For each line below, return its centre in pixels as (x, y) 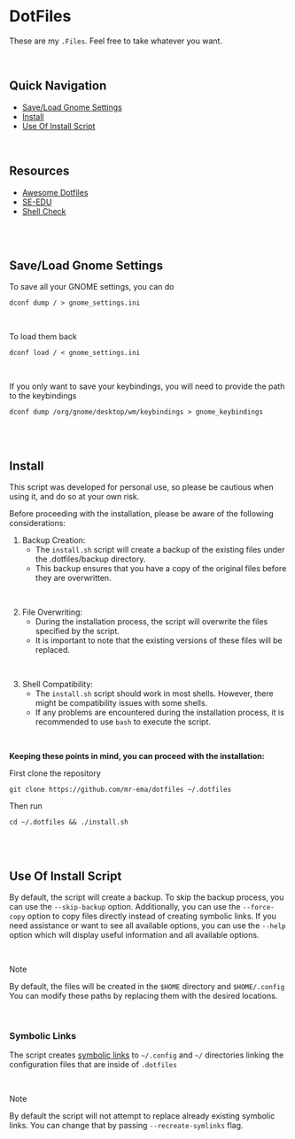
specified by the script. (77, 631)
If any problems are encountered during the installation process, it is (160, 713)
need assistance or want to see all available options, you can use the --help (147, 926)
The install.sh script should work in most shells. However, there (154, 693)
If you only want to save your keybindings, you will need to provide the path (147, 386)
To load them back (43, 337)
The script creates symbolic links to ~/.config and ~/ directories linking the (147, 1055)
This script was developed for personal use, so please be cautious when (142, 487)
